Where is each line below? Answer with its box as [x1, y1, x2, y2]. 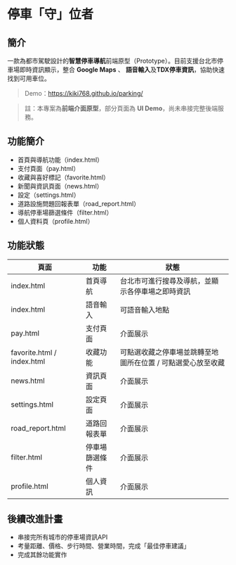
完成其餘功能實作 [17, 550, 67, 559]
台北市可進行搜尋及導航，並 [119, 276, 212, 286]
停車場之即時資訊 [133, 286, 191, 296]
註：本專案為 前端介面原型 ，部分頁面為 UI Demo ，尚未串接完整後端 [24, 104, 218, 113]
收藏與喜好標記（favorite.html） [17, 173, 110, 182]
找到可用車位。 [7, 75, 51, 82]
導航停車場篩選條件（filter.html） [17, 208, 113, 217]
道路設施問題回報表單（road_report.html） [17, 199, 140, 208]
